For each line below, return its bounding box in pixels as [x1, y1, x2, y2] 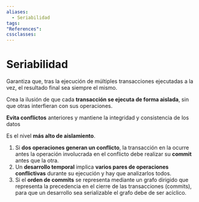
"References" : [6, 25, 42, 32]
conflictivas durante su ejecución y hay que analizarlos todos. [15, 170, 172, 177]
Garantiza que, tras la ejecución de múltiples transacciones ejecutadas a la [6, 78, 194, 85]
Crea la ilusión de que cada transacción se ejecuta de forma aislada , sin [6, 96, 189, 103]
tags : [6, 20, 20, 26]
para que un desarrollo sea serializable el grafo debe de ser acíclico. [15, 189, 187, 197]
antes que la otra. [15, 157, 59, 164]
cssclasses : [6, 32, 36, 38]
